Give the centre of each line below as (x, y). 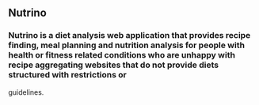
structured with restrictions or (67, 75)
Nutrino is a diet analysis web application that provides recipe (129, 36)
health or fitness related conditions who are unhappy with (122, 55)
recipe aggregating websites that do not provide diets (114, 65)
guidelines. (26, 92)
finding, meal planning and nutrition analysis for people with (127, 45)
